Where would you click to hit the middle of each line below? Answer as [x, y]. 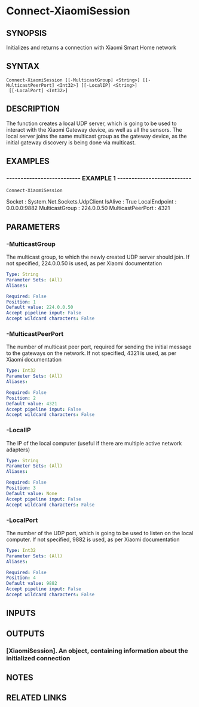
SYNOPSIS [27, 33]
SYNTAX [23, 66]
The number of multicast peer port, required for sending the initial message [99, 347]
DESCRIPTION [33, 109]
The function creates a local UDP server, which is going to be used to [92, 123]
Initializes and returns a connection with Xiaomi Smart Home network [91, 47]
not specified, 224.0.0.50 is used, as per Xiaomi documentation [84, 263]
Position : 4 [21, 578]
